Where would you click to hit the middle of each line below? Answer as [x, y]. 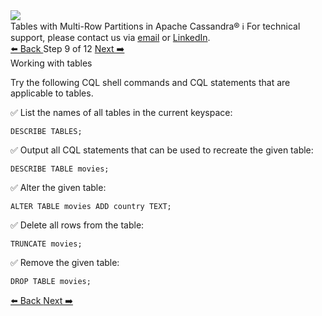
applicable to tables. [52, 93]
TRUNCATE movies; [46, 244]
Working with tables [51, 63]
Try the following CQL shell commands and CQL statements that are [150, 82]
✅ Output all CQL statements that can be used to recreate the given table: [162, 150]
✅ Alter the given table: [58, 187]
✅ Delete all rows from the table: [77, 225]
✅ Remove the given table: [65, 262]
